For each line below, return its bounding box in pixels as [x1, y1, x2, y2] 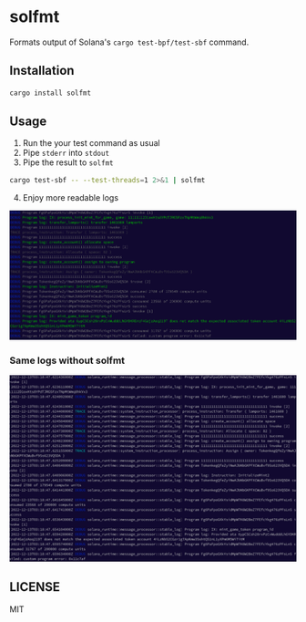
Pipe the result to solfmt [22, 157, 114, 168]
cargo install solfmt [9, 88, 92, 98]
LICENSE [9, 579, 61, 595]
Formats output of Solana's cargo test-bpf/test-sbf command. [9, 36, 250, 47]
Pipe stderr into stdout [22, 148, 110, 159]
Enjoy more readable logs [22, 192, 119, 203]
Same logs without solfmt [9, 354, 126, 367]
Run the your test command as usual [22, 138, 161, 149]
